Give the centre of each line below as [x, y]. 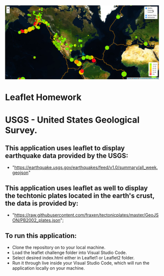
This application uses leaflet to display [65, 148]
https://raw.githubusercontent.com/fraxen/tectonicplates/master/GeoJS [86, 215]
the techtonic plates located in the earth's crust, [80, 196]
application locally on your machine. [48, 268]
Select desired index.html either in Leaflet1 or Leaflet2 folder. [73, 257]
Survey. [21, 130]
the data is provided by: [42, 203]
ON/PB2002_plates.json [36, 220]
